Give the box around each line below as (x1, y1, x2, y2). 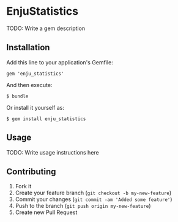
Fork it (15, 183, 32, 190)
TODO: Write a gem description (6, 25, 86, 32)
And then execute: (6, 81, 53, 88)
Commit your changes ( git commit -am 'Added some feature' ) (15, 196, 172, 203)
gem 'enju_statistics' (6, 71, 64, 77)
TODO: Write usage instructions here (6, 148, 99, 156)
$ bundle (6, 93, 29, 99)
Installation (6, 42, 50, 53)
